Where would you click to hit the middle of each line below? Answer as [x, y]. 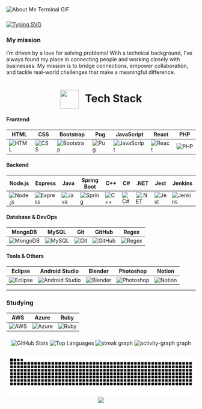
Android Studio [60, 271]
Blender [99, 271]
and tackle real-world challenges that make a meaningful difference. [91, 72]
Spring [90, 180]
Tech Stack [114, 99]
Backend [17, 165]
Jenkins [182, 183]
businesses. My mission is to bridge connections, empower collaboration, [97, 66]
